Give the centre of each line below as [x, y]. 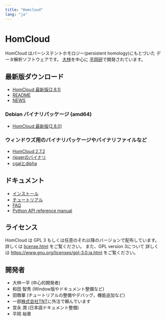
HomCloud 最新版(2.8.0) [37, 126]
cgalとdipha [25, 163]
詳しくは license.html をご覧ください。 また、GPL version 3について [75, 246]
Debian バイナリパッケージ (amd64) [49, 114]
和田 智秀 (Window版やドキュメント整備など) [58, 289]
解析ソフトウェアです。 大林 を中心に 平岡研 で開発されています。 [80, 60]
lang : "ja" [16, 14]
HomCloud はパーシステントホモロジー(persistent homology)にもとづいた [80, 53]
